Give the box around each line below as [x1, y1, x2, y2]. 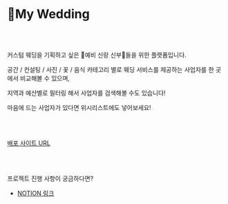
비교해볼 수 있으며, [19, 74, 70, 82]
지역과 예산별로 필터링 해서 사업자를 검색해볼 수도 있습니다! [7, 89, 166, 97]
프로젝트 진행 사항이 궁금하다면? [7, 174, 94, 183]
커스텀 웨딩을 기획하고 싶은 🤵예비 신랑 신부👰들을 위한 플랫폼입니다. [7, 50, 187, 59]
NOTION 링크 [17, 189, 55, 197]
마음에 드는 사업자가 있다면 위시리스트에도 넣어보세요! [7, 103, 151, 111]
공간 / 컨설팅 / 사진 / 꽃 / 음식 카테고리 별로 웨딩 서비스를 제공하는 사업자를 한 [7, 65, 214, 73]
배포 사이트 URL [7, 138, 50, 147]
